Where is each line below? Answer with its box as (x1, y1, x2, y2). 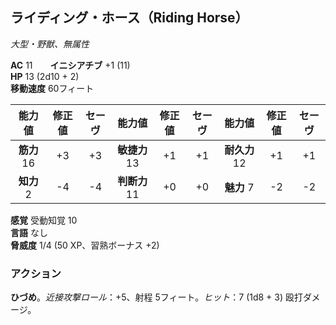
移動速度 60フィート (10, 82, 95, 94)
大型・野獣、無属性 (10, 38, 90, 50)
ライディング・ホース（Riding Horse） (10, 9, 249, 27)
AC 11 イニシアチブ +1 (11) (10, 59, 131, 71)
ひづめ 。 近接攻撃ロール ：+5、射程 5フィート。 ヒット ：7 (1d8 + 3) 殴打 (10, 291, 303, 303)
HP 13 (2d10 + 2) (10, 70, 80, 82)
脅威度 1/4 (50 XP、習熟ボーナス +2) (10, 239, 160, 251)
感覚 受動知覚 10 (10, 214, 78, 226)
